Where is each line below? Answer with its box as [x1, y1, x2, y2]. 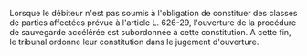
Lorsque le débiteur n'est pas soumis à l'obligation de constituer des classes [9, 8, 298, 18]
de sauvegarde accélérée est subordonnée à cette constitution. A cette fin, [9, 27, 291, 37]
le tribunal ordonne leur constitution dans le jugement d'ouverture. [9, 36, 259, 47]
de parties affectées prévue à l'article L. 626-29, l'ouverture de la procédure [9, 17, 297, 28]
